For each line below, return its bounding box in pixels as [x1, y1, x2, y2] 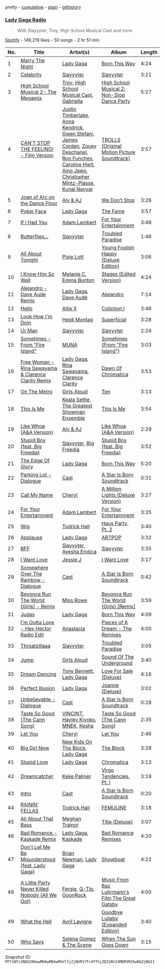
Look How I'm [20, 313, 53, 320]
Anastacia [62, 625, 85, 632]
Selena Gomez [62, 936, 96, 942]
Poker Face [20, 208, 47, 215]
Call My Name [20, 492, 53, 499]
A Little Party [20, 879, 51, 886]
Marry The [20, 57, 45, 64]
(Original [101, 143, 122, 150]
